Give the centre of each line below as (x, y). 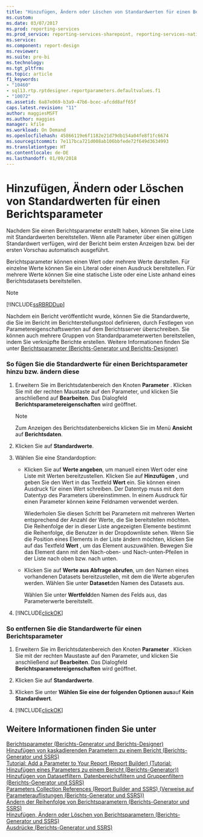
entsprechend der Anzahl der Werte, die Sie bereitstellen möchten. (107, 520)
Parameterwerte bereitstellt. (59, 601)
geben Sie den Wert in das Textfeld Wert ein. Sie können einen (102, 482)
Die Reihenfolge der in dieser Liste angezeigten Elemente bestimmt (108, 526)
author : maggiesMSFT (32, 113)
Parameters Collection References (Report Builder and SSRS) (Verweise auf (100, 789)
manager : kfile (25, 125)
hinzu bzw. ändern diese (43, 372)
